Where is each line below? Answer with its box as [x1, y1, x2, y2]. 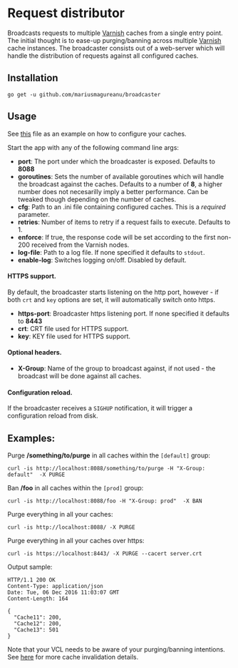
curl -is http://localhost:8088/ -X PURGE [7, 523, 135, 531]
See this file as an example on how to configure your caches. [7, 129, 187, 138]
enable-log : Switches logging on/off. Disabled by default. [17, 255, 187, 264]
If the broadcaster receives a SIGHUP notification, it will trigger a [7, 404, 193, 413]
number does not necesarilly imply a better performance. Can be [17, 187, 209, 196]
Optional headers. [7, 348, 62, 357]
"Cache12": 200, [14, 619, 62, 627]
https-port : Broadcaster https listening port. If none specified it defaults [17, 309, 230, 318]
